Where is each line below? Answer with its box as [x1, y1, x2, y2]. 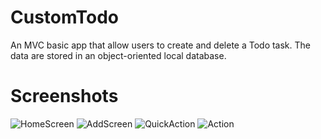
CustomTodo [10, 6, 120, 29]
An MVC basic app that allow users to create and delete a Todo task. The [10, 39, 311, 51]
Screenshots [10, 85, 119, 108]
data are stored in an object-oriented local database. [10, 49, 227, 61]
